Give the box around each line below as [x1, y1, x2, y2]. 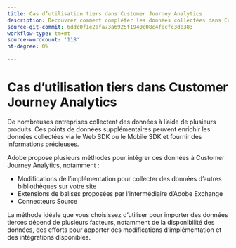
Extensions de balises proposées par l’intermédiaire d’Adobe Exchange [17, 189, 223, 197]
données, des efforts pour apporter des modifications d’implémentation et [7, 226, 222, 234]
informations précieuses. [7, 140, 79, 148]
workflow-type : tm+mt [7, 30, 71, 37]
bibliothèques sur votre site [17, 182, 97, 190]
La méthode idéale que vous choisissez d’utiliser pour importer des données [7, 210, 228, 218]
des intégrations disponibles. [7, 233, 91, 241]
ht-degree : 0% [7, 43, 49, 50]
